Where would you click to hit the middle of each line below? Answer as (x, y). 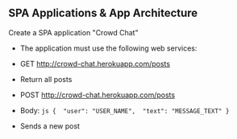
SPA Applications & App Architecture (103, 13)
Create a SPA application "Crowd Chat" (73, 32)
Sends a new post (50, 126)
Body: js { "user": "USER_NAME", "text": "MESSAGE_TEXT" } (125, 110)
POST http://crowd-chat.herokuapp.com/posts (98, 95)
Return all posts (46, 79)
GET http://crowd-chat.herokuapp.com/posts (95, 63)
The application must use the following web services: (108, 48)
